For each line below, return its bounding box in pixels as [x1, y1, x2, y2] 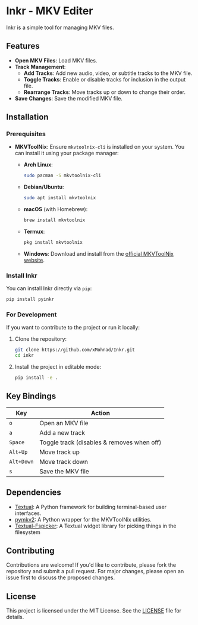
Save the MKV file [39, 467, 89, 475]
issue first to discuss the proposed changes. [6, 574, 115, 581]
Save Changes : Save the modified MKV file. [14, 95, 123, 102]
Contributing [6, 546, 55, 556]
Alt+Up [9, 448, 28, 456]
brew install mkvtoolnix [23, 217, 86, 224]
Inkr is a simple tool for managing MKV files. [6, 24, 114, 31]
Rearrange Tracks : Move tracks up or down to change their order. [23, 88, 186, 96]
